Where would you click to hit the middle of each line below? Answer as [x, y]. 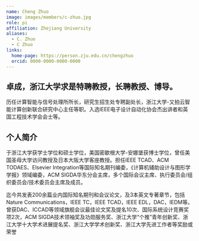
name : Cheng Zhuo [28, 12]
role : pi [17, 23]
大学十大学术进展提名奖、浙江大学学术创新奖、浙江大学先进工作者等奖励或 [102, 224]
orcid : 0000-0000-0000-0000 [46, 61]
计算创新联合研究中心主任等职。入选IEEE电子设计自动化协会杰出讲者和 [97, 110]
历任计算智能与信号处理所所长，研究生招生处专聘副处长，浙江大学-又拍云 [96, 102]
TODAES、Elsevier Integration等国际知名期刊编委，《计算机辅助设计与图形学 [98, 168]
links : [14, 50]
